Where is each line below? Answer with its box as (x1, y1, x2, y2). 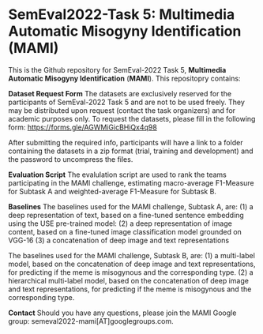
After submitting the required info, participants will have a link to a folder (8, 137, 243, 147)
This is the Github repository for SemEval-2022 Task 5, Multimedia (8, 65, 227, 74)
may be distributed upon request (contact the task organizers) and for (8, 105, 235, 115)
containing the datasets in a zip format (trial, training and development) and (8, 146, 254, 156)
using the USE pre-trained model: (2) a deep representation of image (8, 219, 233, 228)
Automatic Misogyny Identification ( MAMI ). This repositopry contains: (8, 73, 241, 83)
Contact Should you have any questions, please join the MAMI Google (8, 308, 237, 317)
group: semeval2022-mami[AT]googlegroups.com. (8, 316, 174, 325)
